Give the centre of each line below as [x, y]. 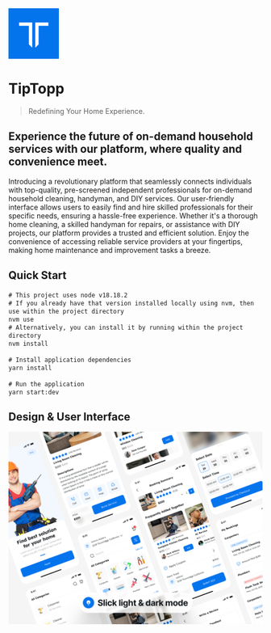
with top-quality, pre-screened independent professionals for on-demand [130, 190]
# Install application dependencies [70, 360]
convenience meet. [58, 162]
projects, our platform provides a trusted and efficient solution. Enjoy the [129, 233]
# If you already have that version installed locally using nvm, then [131, 303]
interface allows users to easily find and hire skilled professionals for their [131, 207]
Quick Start [38, 275]
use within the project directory [67, 311]
